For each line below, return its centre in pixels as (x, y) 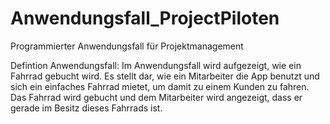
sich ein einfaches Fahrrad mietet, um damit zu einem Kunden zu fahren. (160, 86)
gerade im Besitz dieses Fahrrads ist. (86, 108)
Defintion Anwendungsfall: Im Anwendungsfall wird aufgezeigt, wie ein (156, 65)
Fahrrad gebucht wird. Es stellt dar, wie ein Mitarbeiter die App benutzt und (165, 76)
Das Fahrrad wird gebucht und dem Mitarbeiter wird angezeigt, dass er (156, 97)
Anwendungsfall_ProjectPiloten (145, 18)
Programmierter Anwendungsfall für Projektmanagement (127, 46)
